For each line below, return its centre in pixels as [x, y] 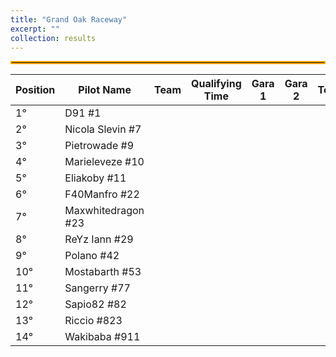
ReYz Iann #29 [99, 239]
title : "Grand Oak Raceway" [69, 19]
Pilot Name [105, 90]
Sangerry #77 [97, 288]
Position [35, 90]
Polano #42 [92, 256]
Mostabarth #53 [103, 272]
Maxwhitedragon [104, 211]
